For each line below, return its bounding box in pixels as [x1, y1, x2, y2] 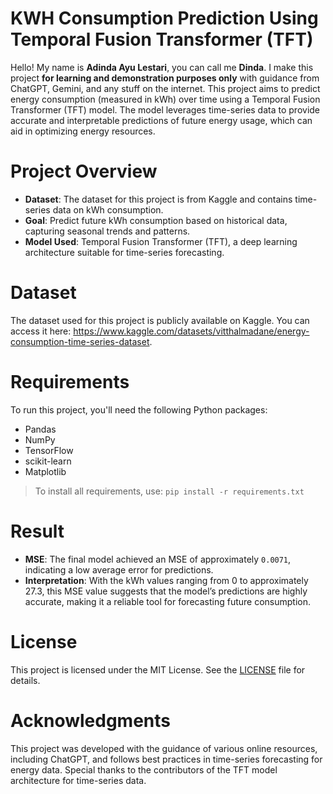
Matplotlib [24, 465, 67, 477]
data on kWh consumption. [52, 203, 164, 216]
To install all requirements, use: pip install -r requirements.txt [34, 485, 305, 497]
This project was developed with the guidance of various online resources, [10, 742, 318, 754]
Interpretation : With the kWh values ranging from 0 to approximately [24, 574, 309, 586]
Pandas [24, 423, 57, 435]
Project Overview [10, 160, 158, 183]
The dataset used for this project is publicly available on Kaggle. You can [10, 314, 310, 326]
